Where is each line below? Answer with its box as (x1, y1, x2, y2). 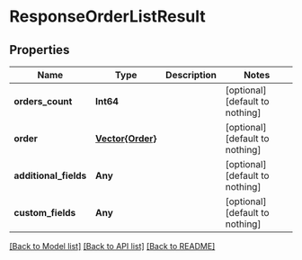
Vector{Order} (95, 132, 157, 145)
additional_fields (13, 169, 87, 182)
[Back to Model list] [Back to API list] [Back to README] (9, 241, 216, 251)
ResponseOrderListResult (9, 6, 207, 27)
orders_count (13, 95, 73, 107)
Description (165, 69, 218, 81)
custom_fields (13, 207, 76, 219)
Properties (9, 42, 70, 58)
